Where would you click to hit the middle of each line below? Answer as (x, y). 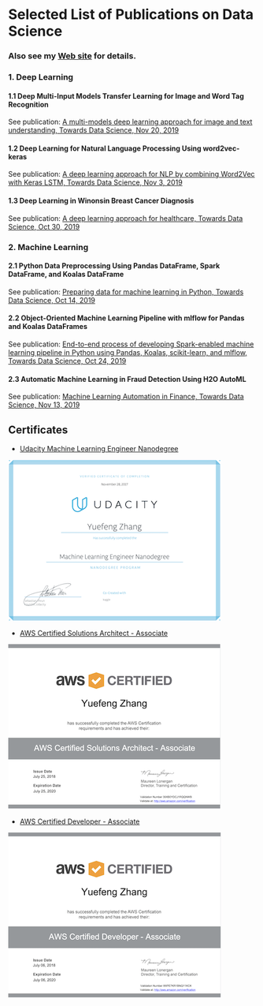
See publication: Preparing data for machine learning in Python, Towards (126, 292)
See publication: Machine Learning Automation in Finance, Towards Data (126, 397)
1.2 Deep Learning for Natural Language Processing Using (105, 148)
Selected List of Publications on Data (131, 15)
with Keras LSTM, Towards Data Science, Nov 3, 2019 (95, 182)
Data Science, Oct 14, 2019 (52, 300)
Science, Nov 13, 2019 (44, 405)
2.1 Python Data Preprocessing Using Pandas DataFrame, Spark (114, 266)
